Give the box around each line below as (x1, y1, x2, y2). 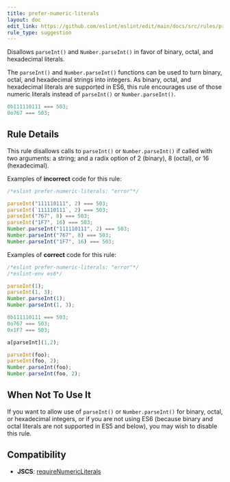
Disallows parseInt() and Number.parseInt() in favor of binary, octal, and (7, 48, 214, 56)
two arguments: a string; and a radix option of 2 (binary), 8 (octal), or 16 (7, 154, 209, 162)
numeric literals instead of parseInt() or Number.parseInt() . (7, 90, 176, 98)
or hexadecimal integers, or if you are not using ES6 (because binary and (7, 414, 214, 423)
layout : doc (7, 16, 41, 23)
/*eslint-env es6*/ (7, 270, 63, 277)
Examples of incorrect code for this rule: (7, 174, 122, 183)
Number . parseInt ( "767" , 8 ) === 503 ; (7, 232, 112, 239)
